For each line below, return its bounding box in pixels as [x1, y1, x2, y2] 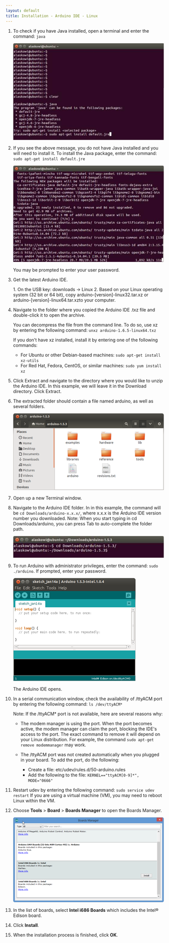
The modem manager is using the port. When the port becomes [20, 721, 152, 727]
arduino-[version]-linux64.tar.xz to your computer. [13, 297, 116, 303]
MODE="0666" [28, 778, 53, 783]
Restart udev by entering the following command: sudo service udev [13, 787, 154, 793]
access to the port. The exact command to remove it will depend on [20, 731, 160, 737]
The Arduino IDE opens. [13, 686, 62, 692]
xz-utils [20, 358, 39, 363]
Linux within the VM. [13, 798, 56, 804]
